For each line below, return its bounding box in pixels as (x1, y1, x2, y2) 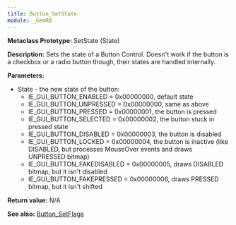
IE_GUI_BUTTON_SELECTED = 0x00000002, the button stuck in (28, 114, 215, 123)
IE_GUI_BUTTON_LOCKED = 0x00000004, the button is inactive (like (28, 137, 228, 145)
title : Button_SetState (7, 10, 78, 18)
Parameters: (7, 71, 45, 80)
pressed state (28, 122, 69, 130)
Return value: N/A (7, 195, 61, 205)
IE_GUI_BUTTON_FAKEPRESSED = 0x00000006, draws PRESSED (28, 174, 219, 183)
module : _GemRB (7, 17, 52, 24)
